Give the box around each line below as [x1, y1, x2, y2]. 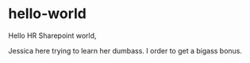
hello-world [8, 5, 87, 23]
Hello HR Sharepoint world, [8, 31, 97, 40]
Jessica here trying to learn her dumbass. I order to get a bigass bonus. [8, 46, 243, 55]
